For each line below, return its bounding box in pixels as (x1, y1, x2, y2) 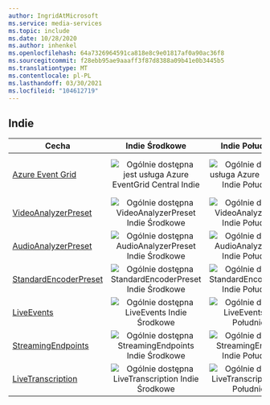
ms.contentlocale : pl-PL (8, 72, 92, 80)
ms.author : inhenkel (8, 42, 78, 50)
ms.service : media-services (8, 19, 103, 27)
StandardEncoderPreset (12, 274, 103, 285)
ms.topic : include (8, 27, 70, 35)
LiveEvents (12, 307, 54, 318)
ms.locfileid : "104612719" (8, 86, 99, 95)
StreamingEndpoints (12, 340, 89, 351)
